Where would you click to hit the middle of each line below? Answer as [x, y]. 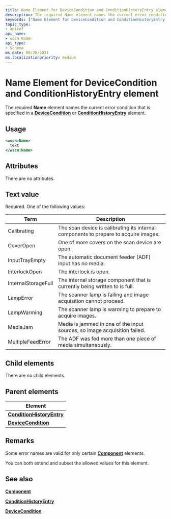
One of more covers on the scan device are [109, 243]
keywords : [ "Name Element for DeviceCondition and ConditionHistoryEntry [85, 19]
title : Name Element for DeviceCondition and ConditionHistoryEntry [79, 10]
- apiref [15, 29]
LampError [21, 298]
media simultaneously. [85, 345]
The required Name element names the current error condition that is [78, 108]
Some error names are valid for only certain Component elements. [75, 453]
